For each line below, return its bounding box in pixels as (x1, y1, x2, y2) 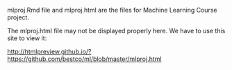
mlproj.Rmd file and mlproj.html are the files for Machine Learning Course (7, 6, 217, 14)
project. (7, 13, 30, 21)
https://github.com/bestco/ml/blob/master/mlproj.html (7, 55, 162, 63)
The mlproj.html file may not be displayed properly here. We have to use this (7, 27, 226, 35)
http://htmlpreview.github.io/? (7, 48, 92, 55)
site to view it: (7, 34, 47, 42)
